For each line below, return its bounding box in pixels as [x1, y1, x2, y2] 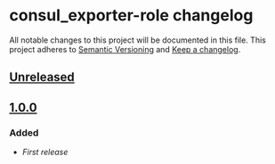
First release [21, 147, 69, 158]
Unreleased [9, 70, 76, 85]
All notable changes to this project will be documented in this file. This [9, 35, 267, 45]
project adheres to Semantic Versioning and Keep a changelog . [9, 43, 241, 54]
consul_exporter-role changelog [9, 5, 254, 26]
